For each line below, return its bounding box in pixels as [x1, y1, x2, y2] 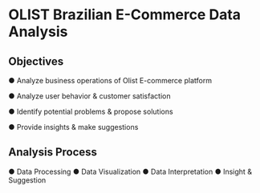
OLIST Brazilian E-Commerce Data [8, 6, 242, 24]
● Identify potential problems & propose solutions [8, 107, 174, 116]
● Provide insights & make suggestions [8, 123, 139, 131]
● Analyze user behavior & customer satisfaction [8, 91, 171, 101]
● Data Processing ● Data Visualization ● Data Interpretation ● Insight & [8, 167, 253, 176]
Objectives [8, 54, 64, 68]
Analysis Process [8, 146, 98, 159]
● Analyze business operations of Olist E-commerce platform [8, 76, 213, 85]
